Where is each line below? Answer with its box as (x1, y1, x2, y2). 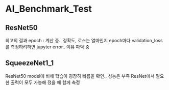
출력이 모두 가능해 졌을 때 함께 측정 (10, 79, 80, 85)
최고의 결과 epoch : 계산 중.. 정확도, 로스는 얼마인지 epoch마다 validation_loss (5, 38, 163, 43)
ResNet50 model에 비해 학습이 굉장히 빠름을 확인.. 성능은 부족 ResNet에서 (5, 73, 155, 79)
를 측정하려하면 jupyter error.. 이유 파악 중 (5, 44, 90, 50)
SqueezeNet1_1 (5, 59, 54, 68)
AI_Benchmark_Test (5, 3, 92, 15)
